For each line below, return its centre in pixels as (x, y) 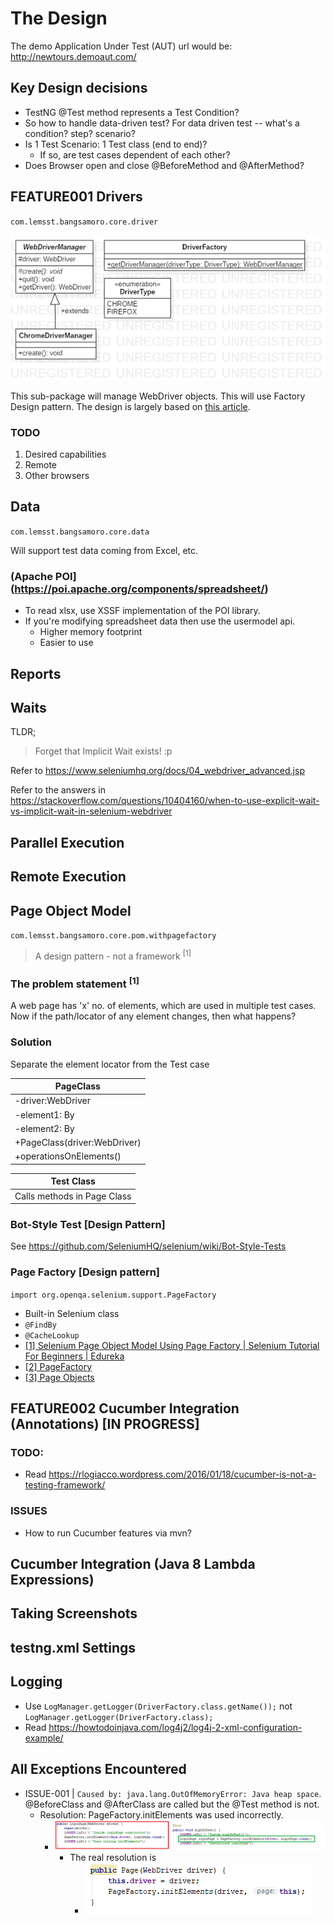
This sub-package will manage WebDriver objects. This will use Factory (158, 396)
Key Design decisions (79, 88)
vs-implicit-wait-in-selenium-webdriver (91, 811)
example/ (44, 1738)
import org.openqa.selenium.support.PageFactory (113, 1295)
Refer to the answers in (58, 790)
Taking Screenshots (74, 1613)
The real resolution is (113, 1857)
